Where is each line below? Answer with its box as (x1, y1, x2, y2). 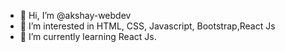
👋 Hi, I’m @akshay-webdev (19, 10, 132, 21)
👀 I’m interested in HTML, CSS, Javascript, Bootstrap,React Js (19, 20, 276, 32)
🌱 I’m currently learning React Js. (19, 31, 157, 42)
